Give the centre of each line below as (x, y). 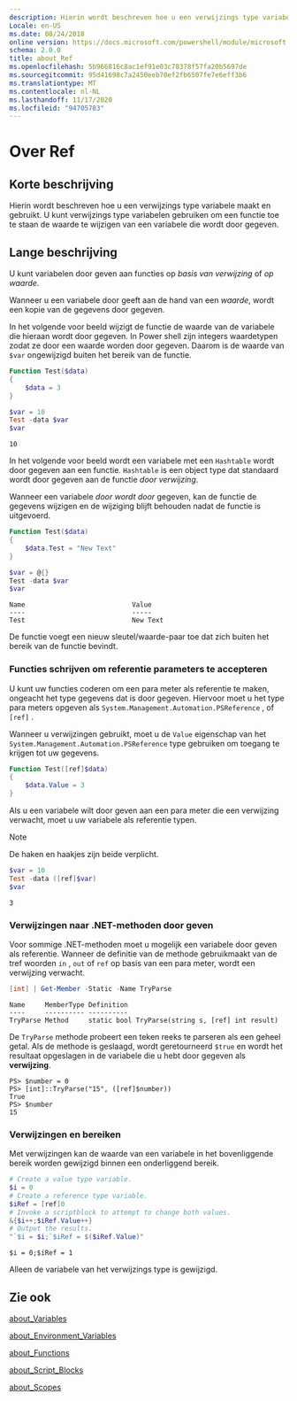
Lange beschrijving (63, 252)
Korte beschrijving (61, 184)
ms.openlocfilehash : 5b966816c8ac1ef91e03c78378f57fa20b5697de (128, 67)
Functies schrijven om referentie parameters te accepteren (138, 670)
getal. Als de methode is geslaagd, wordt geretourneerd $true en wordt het (146, 1046)
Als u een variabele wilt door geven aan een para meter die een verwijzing (144, 810)
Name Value (80, 605)
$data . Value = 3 (55, 786)
